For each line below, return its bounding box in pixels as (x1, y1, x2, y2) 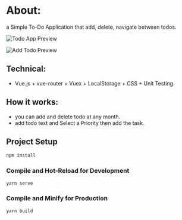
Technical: (6, 64, 46, 74)
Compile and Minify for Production (6, 194, 108, 203)
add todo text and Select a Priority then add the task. (14, 119, 145, 126)
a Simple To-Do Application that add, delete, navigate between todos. (6, 23, 177, 30)
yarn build (6, 207, 33, 214)
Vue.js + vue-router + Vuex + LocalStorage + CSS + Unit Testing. (14, 80, 175, 87)
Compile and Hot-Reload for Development (6, 167, 130, 175)
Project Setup (6, 136, 58, 146)
